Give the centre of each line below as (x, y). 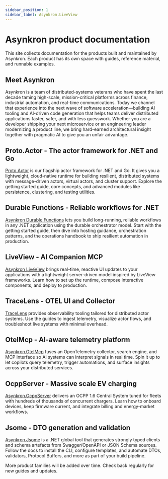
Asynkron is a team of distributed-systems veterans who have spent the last (84, 92)
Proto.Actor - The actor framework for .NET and (82, 151)
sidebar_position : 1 (27, 10)
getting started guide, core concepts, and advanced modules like (73, 187)
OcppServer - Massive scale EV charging (71, 384)
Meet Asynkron (30, 80)
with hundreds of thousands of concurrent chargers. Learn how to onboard (83, 401)
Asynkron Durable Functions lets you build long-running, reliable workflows (83, 220)
